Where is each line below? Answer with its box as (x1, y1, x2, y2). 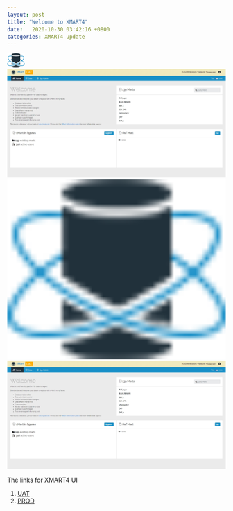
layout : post (7, 11, 45, 18)
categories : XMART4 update (7, 33, 85, 40)
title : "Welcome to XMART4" (7, 18, 89, 26)
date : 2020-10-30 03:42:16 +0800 (7, 26, 110, 33)
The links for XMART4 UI (7, 476, 78, 485)
